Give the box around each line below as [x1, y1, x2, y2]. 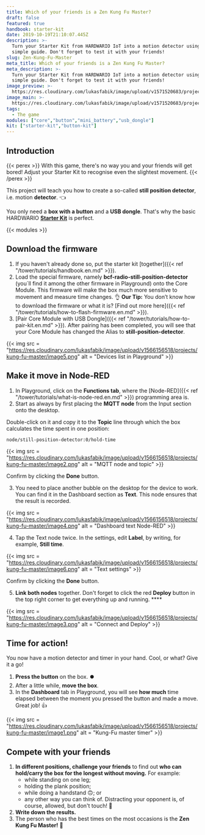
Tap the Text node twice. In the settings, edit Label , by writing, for [15, 534, 181, 541]
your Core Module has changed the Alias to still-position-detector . [15, 328, 185, 335]
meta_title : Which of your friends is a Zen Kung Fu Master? [6, 60, 165, 66]
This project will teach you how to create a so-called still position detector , [6, 186, 196, 194]
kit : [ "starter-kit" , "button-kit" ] [6, 123, 97, 129]
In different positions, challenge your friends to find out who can [15, 763, 182, 771]
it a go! [6, 661, 24, 668]
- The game [12, 111, 40, 118]
